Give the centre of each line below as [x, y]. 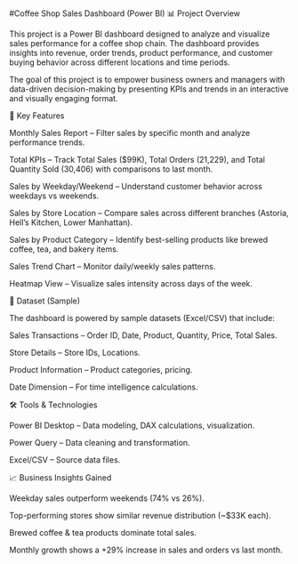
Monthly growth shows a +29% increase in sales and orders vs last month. [146, 550]
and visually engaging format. [64, 98]
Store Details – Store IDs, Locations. [75, 352]
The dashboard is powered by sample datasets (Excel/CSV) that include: [142, 318]
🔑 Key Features [37, 116]
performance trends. [47, 142]
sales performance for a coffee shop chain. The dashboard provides [134, 43]
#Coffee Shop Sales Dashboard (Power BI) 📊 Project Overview [125, 13]
